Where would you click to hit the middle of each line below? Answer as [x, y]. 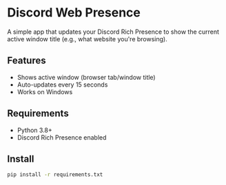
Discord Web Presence [74, 13]
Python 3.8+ [35, 130]
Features [27, 61]
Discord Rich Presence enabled [62, 137]
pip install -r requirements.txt [55, 175]
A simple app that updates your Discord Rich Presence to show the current [113, 32]
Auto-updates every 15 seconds [62, 85]
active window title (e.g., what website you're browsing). [87, 39]
